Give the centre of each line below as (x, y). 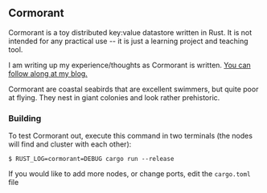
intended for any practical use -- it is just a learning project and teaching (128, 41)
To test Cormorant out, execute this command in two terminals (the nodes (131, 136)
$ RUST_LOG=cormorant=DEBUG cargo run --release (91, 159)
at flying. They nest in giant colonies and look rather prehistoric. (114, 97)
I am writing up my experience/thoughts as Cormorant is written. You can (129, 65)
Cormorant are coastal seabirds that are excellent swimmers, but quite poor (133, 89)
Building (25, 118)
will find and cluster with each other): (70, 144)
